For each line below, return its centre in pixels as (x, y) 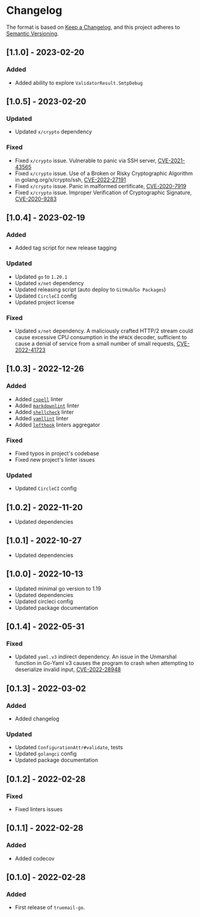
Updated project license (45, 302)
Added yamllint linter (42, 418)
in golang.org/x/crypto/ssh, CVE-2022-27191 (70, 179)
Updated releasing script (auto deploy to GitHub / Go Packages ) (90, 289)
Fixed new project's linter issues (55, 459)
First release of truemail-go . (50, 907)
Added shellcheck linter (44, 412)
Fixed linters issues (39, 809)
